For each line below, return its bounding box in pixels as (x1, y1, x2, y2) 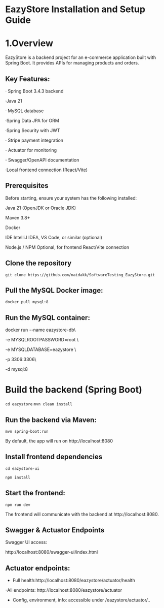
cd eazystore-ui (5, 466, 39, 471)
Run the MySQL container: (5, 313, 90, 322)
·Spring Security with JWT (5, 127, 60, 133)
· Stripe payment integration (5, 137, 64, 143)
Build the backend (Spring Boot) (5, 384, 143, 396)
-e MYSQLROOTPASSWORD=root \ (5, 337, 79, 343)
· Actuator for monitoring (5, 147, 57, 153)
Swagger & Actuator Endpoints (5, 526, 105, 534)
